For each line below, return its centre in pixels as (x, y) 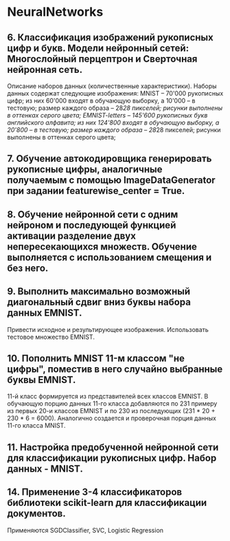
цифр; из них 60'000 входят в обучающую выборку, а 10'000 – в (101, 101)
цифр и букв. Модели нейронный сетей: (98, 48)
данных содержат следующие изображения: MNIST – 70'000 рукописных (115, 93)
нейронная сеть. (45, 69)
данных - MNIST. (45, 468)
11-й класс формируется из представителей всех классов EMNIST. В (108, 397)
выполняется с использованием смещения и (110, 257)
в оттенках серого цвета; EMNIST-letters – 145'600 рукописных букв (107, 115)
